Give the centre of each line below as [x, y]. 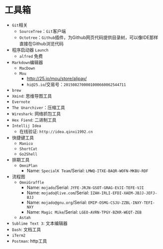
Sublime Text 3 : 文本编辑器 [40, 223]
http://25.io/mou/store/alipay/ [57, 78]
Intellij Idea [26, 126]
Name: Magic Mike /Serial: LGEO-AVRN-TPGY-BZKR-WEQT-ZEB [84, 212]
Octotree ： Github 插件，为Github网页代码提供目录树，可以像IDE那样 [89, 37]
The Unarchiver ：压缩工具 [39, 107]
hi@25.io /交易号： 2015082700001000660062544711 [76, 84]
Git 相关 [20, 25]
